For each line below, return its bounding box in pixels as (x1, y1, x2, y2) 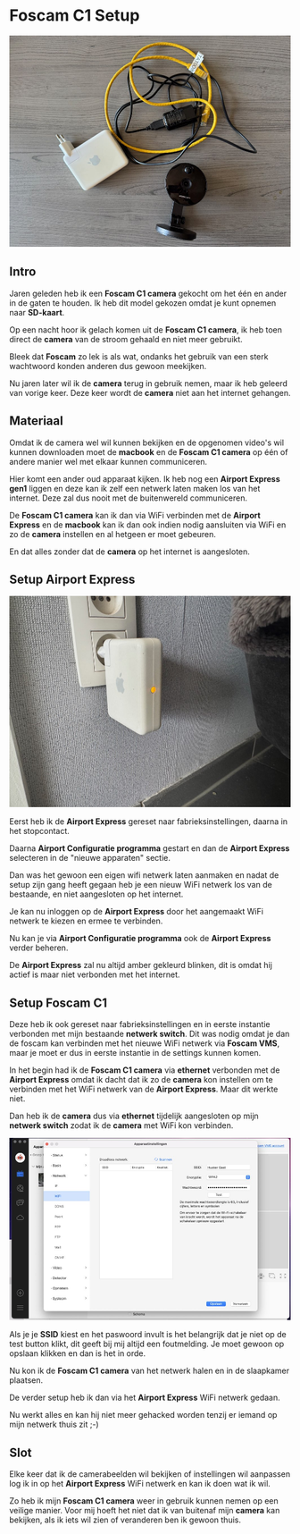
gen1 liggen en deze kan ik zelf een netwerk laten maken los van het (9, 483, 261, 493)
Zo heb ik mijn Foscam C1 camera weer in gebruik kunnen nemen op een (9, 1496, 279, 1506)
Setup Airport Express (9, 571, 136, 586)
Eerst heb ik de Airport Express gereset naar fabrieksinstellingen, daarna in (9, 816, 288, 827)
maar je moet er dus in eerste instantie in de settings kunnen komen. (9, 1048, 262, 1058)
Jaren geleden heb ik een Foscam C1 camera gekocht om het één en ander (9, 288, 287, 299)
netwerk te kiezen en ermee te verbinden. (9, 915, 163, 926)
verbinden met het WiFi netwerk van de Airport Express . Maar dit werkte (9, 1083, 279, 1095)
